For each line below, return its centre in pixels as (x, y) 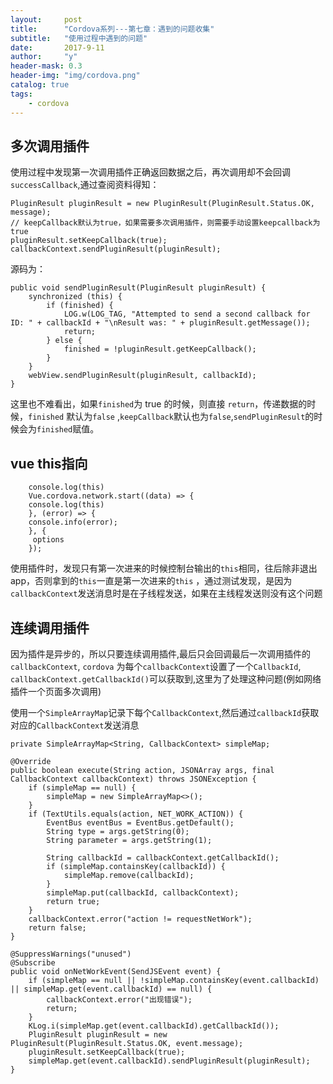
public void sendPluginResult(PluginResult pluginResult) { (138, 288)
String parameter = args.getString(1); (129, 840)
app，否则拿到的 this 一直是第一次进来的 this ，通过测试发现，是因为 (151, 581)
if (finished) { (80, 306)
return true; (73, 901)
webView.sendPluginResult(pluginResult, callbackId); (142, 376)
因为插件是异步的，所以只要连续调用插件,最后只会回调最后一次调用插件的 (161, 653)
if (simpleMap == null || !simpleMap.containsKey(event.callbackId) (174, 980)
